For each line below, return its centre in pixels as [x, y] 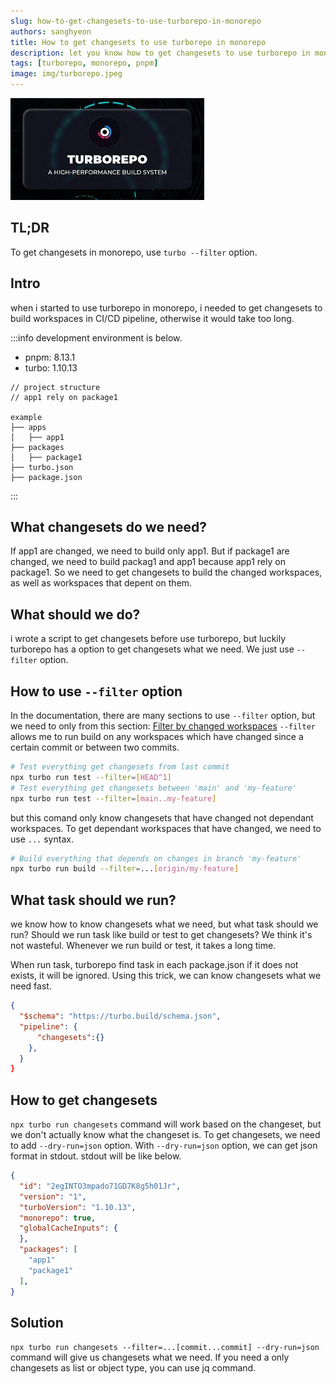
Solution [37, 1322]
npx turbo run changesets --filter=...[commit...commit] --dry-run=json [165, 1348]
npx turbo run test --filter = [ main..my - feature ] [113, 798]
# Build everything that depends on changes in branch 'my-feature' [156, 858]
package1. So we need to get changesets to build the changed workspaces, [166, 572]
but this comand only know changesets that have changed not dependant [162, 817]
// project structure [55, 387]
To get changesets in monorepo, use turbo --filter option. [134, 252]
